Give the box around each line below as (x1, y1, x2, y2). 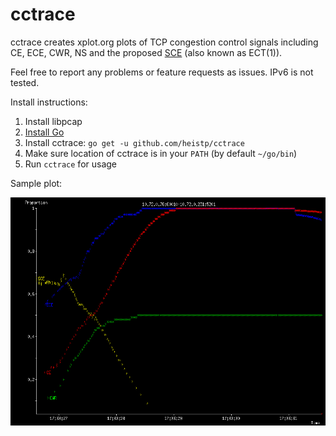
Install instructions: (10, 96, 88, 108)
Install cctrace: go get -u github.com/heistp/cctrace (24, 136, 245, 148)
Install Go (24, 126, 65, 138)
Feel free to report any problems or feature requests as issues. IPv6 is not (10, 66, 314, 78)
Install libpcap (24, 115, 83, 127)
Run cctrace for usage (24, 158, 118, 170)
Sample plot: (10, 177, 63, 189)
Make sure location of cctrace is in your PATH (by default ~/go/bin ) (24, 147, 298, 159)
